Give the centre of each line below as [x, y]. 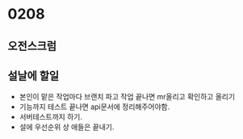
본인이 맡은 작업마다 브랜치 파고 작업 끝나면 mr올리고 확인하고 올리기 [127, 97]
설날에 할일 [34, 76]
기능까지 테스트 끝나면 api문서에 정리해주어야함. [94, 107]
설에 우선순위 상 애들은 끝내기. [67, 127]
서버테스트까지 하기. [50, 117]
